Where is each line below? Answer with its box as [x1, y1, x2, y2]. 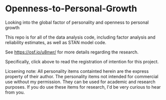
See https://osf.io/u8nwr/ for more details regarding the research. [5, 49, 139, 55]
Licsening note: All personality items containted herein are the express [5, 68, 149, 74]
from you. [5, 89, 25, 95]
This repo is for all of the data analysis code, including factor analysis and [5, 34, 156, 40]
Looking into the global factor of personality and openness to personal [5, 19, 149, 25]
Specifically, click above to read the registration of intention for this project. [5, 58, 159, 64]
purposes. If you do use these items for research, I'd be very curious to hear [5, 84, 161, 90]
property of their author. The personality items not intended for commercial [5, 73, 159, 79]
